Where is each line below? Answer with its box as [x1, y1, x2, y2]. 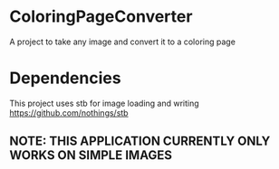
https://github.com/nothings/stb [9, 107, 129, 118]
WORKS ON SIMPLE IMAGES [9, 147, 172, 164]
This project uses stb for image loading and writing [9, 98, 199, 108]
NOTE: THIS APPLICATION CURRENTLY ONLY [9, 134, 271, 149]
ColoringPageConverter [9, 6, 193, 27]
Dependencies [9, 68, 121, 89]
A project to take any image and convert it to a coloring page [9, 36, 236, 47]
